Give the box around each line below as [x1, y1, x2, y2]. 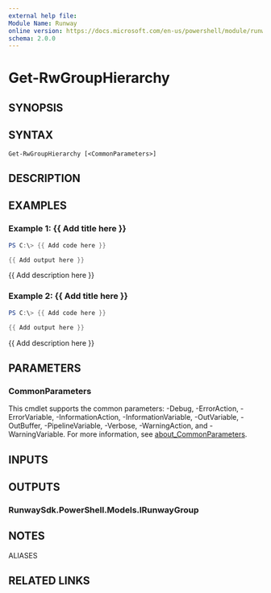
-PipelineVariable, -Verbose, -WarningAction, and [44, 421, 208, 431]
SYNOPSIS [8, 101, 64, 114]
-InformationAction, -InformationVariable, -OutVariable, [56, 413, 240, 422]
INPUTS [8, 453, 48, 467]
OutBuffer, [8, 421, 43, 431]
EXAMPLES [8, 199, 67, 213]
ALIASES [8, 550, 38, 560]
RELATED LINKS [8, 574, 90, 588]
